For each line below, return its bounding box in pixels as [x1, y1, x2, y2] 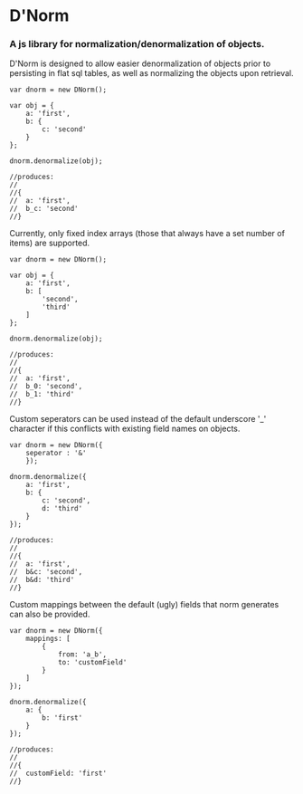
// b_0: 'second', [9, 382, 83, 391]
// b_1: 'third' [9, 390, 75, 399]
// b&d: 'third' [9, 576, 75, 585]
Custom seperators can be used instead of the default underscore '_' [9, 414, 267, 425]
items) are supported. [9, 237, 90, 249]
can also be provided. [9, 608, 90, 620]
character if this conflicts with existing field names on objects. [9, 423, 241, 435]
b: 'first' [42, 713, 83, 722]
